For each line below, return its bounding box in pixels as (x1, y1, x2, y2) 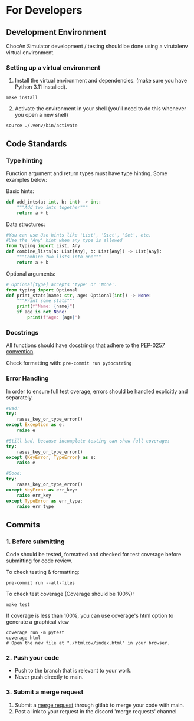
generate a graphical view (6, 618, 70, 625)
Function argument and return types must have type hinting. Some (6, 169, 168, 177)
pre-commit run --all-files (6, 580, 75, 586)
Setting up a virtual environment (6, 63, 101, 71)
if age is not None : (17, 309, 67, 315)
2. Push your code (6, 654, 60, 662)
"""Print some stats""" (17, 298, 75, 304)
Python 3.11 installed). (14, 83, 67, 90)
